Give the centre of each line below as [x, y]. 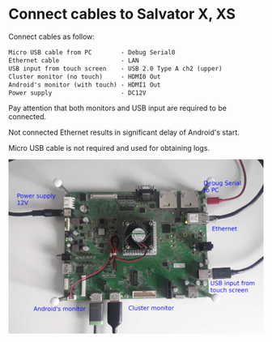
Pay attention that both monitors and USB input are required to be [117, 108]
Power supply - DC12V [78, 93]
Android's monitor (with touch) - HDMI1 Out [85, 85]
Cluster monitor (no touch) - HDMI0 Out [85, 77]
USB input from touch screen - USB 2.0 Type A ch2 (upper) [115, 68]
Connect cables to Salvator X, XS [122, 14]
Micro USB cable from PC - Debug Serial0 [92, 52]
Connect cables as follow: [52, 36]
